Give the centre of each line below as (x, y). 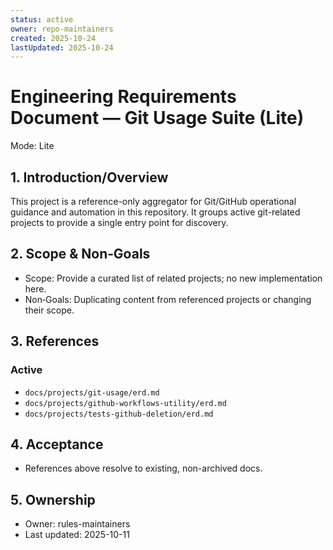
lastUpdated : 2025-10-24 (62, 47)
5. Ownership (53, 499)
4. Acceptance (57, 444)
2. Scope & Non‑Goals (80, 254)
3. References (55, 341)
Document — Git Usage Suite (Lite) (157, 118)
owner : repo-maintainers (62, 29)
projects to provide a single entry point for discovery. (119, 222)
